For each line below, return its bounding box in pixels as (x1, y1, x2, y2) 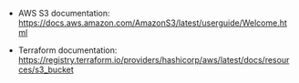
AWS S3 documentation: (17, 8, 111, 18)
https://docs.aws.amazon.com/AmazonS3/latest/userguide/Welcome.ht (17, 17, 287, 28)
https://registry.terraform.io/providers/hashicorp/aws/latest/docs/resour (17, 55, 290, 65)
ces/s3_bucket (17, 64, 75, 75)
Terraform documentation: (17, 45, 118, 56)
